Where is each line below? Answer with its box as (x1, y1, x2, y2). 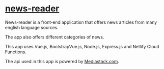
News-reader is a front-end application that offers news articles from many (5, 19, 157, 25)
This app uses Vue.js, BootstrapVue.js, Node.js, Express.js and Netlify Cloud (5, 43, 160, 49)
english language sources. (5, 24, 59, 30)
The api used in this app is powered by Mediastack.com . (5, 58, 119, 64)
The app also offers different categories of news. (5, 34, 104, 40)
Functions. (5, 49, 27, 55)
